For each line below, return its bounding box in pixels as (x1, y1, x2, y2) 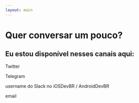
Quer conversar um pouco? (5, 29, 123, 41)
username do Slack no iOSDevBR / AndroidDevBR (5, 83, 110, 89)
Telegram (5, 73, 25, 79)
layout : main (5, 7, 33, 13)
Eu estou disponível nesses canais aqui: (5, 49, 134, 59)
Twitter (5, 63, 20, 69)
